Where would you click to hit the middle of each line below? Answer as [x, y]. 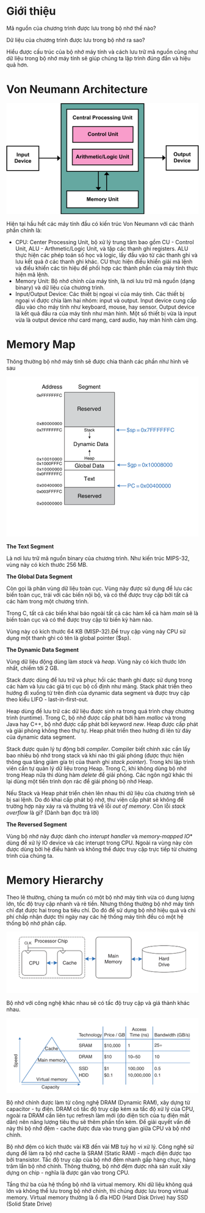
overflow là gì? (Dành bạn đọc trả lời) [53, 812]
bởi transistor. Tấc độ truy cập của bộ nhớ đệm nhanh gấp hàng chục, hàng [101, 1160]
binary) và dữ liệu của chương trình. [60, 287]
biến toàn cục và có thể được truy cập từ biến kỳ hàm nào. [80, 619]
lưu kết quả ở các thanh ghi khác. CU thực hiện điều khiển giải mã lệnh [104, 262]
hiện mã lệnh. [32, 275]
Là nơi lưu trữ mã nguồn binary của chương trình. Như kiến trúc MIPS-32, [98, 558]
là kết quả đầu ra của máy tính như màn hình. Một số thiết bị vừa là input [106, 314]
